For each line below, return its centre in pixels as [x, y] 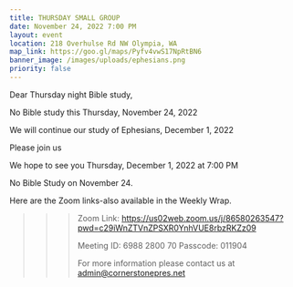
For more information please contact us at [156, 263]
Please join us [36, 148]
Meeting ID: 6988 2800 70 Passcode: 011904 [162, 245]
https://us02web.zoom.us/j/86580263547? [203, 218]
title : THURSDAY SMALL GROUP [65, 18]
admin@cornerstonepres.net [131, 272]
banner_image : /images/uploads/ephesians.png [97, 60]
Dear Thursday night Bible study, [71, 94]
